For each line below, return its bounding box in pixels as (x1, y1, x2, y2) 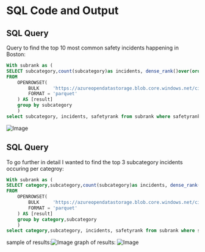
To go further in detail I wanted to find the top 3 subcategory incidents (6, 158, 183, 165)
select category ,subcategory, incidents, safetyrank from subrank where (6, 228, 195, 234)
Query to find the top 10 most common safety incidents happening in (6, 44, 179, 51)
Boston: (6, 51, 26, 58)
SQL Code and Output (6, 4, 119, 18)
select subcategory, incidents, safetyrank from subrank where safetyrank (6, 113, 201, 120)
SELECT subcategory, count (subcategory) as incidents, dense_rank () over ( (6, 68, 192, 74)
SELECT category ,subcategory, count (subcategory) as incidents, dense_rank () (6, 182, 203, 189)
